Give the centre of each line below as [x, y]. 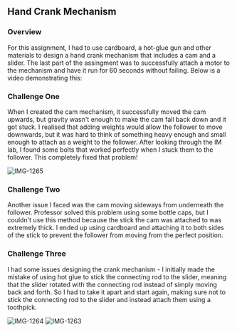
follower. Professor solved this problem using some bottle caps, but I [108, 212]
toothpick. [22, 307]
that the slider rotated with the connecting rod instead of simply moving [112, 284]
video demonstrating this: [45, 78]
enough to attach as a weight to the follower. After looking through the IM [115, 142]
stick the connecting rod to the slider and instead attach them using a [109, 299]
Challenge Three [37, 254]
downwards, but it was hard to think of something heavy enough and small [117, 134]
